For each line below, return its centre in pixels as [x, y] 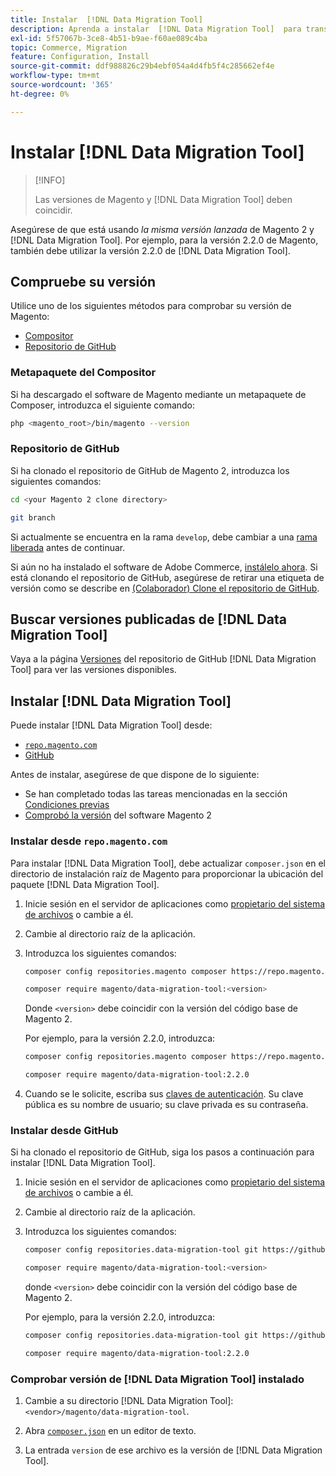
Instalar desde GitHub [64, 1130]
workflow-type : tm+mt [55, 76]
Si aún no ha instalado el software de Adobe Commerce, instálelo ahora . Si [164, 567]
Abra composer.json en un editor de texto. [110, 1431]
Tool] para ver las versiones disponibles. [93, 670]
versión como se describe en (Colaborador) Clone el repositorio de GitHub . [165, 588]
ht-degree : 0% [40, 94]
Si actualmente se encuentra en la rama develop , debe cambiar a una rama [164, 537]
